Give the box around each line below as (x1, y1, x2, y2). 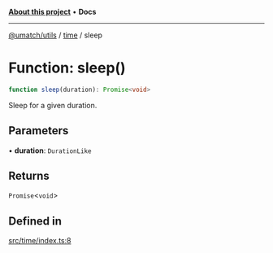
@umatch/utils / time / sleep (8, 30, 103, 40)
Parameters (8, 124, 69, 137)
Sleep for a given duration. (8, 100, 97, 110)
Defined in (8, 214, 63, 228)
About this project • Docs (8, 7, 97, 16)
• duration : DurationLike (8, 146, 92, 155)
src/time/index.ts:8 (8, 236, 71, 246)
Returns (8, 169, 50, 183)
